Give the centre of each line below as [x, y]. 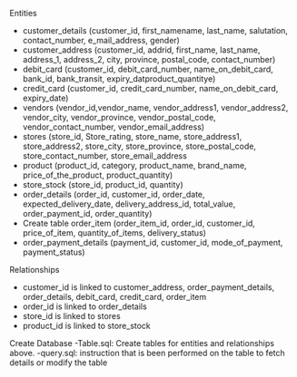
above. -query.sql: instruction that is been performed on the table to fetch [148, 353]
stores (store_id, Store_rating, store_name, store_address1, [132, 136]
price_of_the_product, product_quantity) [98, 175]
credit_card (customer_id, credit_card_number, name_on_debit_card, [150, 88]
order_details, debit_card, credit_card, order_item [114, 297]
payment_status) [54, 252]
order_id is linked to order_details [84, 306]
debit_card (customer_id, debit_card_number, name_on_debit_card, [148, 69]
